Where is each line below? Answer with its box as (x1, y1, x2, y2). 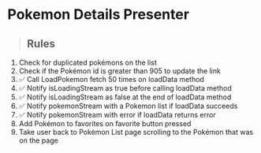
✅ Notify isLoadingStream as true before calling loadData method (18, 84, 232, 92)
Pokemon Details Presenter (7, 6, 190, 24)
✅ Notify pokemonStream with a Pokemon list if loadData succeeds (18, 101, 238, 110)
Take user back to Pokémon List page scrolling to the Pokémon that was (18, 128, 254, 136)
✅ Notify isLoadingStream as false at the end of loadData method (18, 92, 232, 102)
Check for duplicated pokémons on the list (18, 58, 157, 67)
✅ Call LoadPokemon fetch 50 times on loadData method (18, 75, 204, 84)
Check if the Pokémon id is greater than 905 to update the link (18, 66, 222, 76)
